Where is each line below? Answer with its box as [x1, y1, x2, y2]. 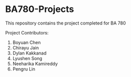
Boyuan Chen [12, 39, 41, 45]
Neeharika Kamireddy [12, 60, 58, 66]
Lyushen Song [12, 55, 43, 61]
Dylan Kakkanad [12, 50, 47, 56]
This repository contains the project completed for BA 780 [5, 20, 126, 26]
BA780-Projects [5, 3, 75, 15]
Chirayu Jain [12, 44, 39, 50]
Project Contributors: [5, 29, 49, 35]
